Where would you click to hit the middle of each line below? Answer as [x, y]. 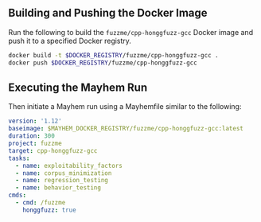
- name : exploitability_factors [69, 166]
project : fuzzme [35, 143]
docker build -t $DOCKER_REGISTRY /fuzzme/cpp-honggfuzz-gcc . [113, 55]
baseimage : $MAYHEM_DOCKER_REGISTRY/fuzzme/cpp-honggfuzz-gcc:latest [126, 129]
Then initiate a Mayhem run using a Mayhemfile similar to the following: [125, 107]
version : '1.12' [35, 121]
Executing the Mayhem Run [78, 87]
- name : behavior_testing [58, 188]
